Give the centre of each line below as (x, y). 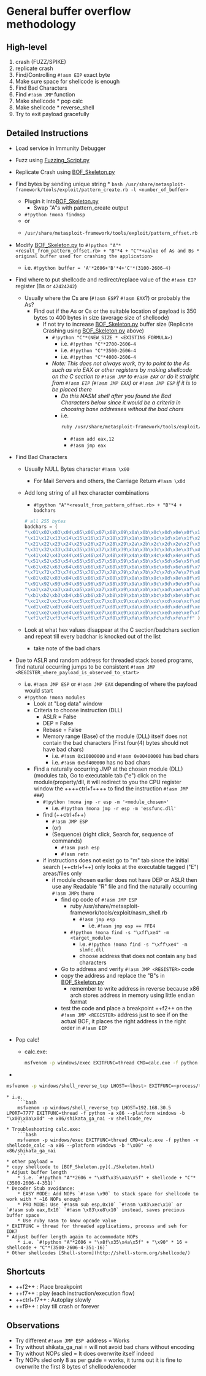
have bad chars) (63, 749)
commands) (67, 841)
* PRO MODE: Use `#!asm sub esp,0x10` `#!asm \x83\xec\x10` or (100, 1205)
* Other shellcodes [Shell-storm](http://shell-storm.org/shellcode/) (98, 1253)
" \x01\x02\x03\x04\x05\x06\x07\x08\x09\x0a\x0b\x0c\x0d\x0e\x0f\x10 (114, 533)
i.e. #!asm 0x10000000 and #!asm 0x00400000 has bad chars (125, 756)
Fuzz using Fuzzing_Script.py (52, 160)
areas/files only (62, 873)
